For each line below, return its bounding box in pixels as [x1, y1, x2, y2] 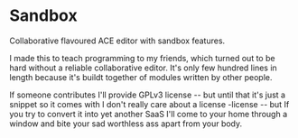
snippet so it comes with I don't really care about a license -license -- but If [9, 98, 290, 109]
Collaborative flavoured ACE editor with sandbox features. [9, 35, 226, 46]
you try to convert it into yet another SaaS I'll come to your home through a [9, 108, 288, 119]
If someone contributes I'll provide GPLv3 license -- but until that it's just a [9, 89, 286, 100]
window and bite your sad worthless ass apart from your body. [9, 118, 243, 129]
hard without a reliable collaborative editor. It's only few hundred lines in [9, 62, 277, 73]
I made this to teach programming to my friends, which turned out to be [9, 52, 275, 63]
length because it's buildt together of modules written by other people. [9, 71, 273, 82]
